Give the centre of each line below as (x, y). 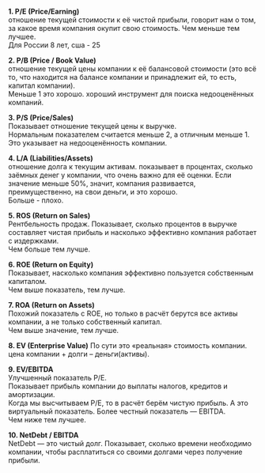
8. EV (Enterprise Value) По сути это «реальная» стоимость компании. (128, 346)
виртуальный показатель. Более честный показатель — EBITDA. (117, 411)
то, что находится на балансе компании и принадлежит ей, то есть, (123, 77)
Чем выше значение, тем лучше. (64, 330)
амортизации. (32, 394)
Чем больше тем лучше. (49, 249)
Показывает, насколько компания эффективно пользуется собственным (131, 273)
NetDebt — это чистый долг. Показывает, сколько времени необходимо (130, 443)
